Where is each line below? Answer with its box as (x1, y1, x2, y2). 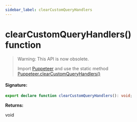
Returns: (5, 102, 24, 108)
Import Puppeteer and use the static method (17, 65, 109, 71)
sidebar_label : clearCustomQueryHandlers (5, 7, 93, 12)
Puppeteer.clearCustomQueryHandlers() (17, 71, 101, 77)
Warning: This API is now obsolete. (17, 56, 89, 62)
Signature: (5, 82, 27, 88)
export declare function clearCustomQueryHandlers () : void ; (5, 93, 133, 98)
